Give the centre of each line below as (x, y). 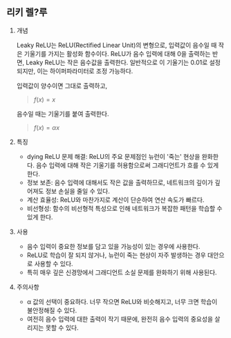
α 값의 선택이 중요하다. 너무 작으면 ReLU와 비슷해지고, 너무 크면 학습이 (122, 301)
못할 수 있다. (62, 328)
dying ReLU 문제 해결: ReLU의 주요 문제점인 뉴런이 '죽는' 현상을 (113, 156)
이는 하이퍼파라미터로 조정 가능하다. (85, 71)
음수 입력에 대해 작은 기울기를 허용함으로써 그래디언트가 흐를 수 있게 (128, 165)
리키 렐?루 (27, 12)
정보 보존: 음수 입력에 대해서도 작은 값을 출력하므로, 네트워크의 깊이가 (120, 182)
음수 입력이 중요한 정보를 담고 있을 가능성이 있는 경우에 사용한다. (113, 246)
